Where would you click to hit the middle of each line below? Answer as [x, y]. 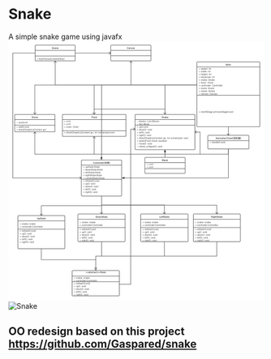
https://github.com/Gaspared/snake [103, 344]
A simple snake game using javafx [65, 36]
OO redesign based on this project [97, 332]
